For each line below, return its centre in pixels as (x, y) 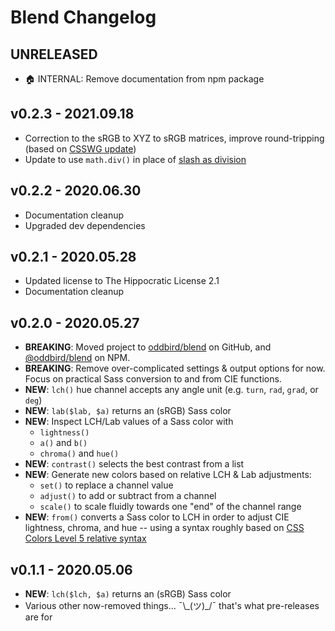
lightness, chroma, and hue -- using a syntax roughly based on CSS (164, 528)
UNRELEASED (54, 54)
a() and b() (63, 443)
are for (38, 617)
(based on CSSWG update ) (80, 148)
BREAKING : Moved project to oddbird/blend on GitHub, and (148, 347)
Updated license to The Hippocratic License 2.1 (122, 281)
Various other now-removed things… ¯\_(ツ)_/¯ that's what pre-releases (172, 606)
